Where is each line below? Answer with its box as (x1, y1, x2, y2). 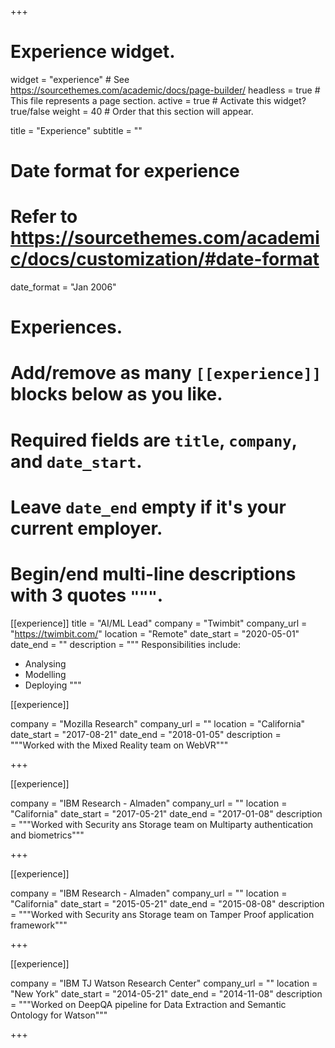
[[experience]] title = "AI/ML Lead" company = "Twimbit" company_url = (10, 617, 308, 629)
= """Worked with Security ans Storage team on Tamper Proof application (10, 908, 315, 920)
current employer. (10, 517, 163, 540)
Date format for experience (10, 160, 240, 183)
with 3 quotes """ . (10, 584, 164, 606)
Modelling (24, 668, 67, 680)
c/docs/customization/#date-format (10, 248, 320, 271)
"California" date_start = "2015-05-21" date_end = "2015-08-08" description (10, 897, 325, 910)
